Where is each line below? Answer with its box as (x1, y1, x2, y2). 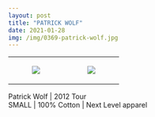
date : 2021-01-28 (8, 26, 66, 34)
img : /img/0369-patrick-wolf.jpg (8, 33, 119, 42)
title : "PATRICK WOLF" (8, 19, 83, 27)
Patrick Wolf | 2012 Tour (8, 92, 87, 101)
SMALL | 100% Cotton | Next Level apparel (8, 100, 148, 110)
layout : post (8, 11, 51, 20)
